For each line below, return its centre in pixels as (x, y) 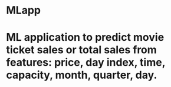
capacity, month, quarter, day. (82, 75)
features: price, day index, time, (86, 62)
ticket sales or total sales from (82, 50)
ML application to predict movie (85, 38)
